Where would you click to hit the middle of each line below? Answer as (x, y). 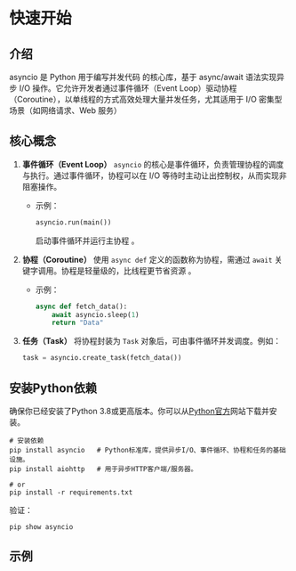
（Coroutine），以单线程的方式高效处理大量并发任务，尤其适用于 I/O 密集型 (146, 99)
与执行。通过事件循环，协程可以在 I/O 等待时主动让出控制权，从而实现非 (154, 175)
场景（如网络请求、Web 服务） (65, 110)
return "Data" (78, 323)
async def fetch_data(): (81, 306)
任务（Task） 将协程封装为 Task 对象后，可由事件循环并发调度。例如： (152, 341)
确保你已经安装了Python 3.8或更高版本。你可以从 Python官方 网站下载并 (139, 411)
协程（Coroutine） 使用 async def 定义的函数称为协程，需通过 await (147, 259)
